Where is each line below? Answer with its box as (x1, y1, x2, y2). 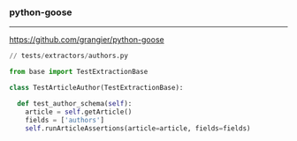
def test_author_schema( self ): (17, 99, 133, 108)
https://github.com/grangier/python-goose (9, 34, 165, 45)
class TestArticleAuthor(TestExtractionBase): (9, 84, 184, 93)
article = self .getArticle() (25, 108, 133, 116)
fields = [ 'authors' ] (25, 115, 104, 124)
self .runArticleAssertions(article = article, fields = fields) (25, 123, 251, 133)
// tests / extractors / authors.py (9, 51, 128, 61)
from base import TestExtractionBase (9, 68, 148, 77)
